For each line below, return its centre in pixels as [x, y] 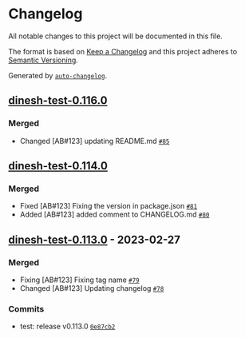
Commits [26, 308]
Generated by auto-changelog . [58, 75]
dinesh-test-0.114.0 [58, 166]
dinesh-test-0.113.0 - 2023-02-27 [95, 239]
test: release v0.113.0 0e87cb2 [67, 326]
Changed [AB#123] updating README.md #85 [95, 141]
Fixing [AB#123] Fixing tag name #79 [79, 280]
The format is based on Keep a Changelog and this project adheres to [123, 51]
